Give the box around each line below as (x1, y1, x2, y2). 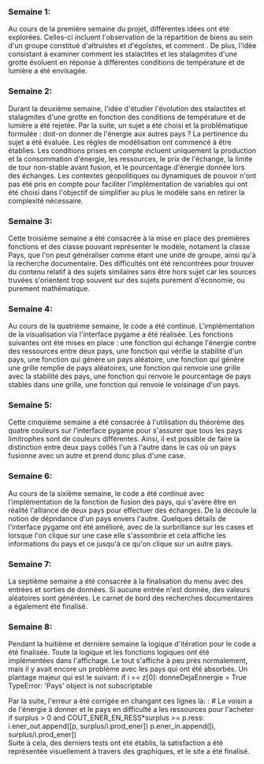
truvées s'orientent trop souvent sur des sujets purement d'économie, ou (8, 275, 246, 285)
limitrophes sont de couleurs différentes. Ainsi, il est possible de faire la (8, 434, 240, 444)
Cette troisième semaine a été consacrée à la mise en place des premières (8, 233, 251, 243)
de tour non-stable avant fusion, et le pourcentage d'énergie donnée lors (8, 162, 245, 172)
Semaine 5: (8, 400, 53, 411)
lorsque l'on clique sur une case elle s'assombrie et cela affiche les (8, 531, 226, 540)
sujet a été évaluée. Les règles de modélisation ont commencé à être (8, 137, 232, 147)
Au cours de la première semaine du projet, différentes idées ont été (8, 24, 230, 34)
